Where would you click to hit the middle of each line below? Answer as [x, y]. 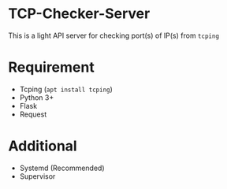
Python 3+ [37, 97]
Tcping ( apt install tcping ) [66, 89]
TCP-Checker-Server [79, 14]
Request [33, 114]
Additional [43, 146]
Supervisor [37, 176]
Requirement [51, 67]
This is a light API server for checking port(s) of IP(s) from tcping [113, 35]
